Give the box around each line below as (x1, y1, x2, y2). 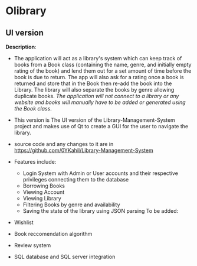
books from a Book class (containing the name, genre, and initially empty (14, 61, 192, 68)
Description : (5, 43, 37, 50)
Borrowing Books (22, 182, 65, 189)
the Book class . (14, 105, 52, 112)
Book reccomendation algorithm (14, 231, 93, 237)
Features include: (14, 158, 57, 165)
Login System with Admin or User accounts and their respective (22, 170, 178, 177)
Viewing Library (22, 195, 61, 202)
